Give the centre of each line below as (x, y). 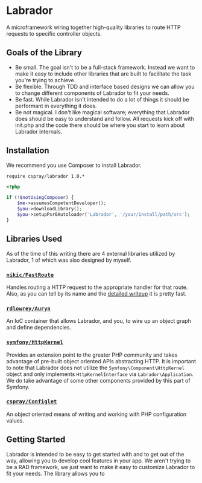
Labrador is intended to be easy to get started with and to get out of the (95, 454)
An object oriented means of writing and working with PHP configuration (96, 414)
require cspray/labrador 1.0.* (46, 176)
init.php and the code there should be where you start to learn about (100, 125)
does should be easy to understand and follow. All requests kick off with (104, 118)
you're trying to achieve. (45, 80)
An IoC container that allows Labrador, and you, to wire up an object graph (99, 321)
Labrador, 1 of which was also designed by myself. (69, 260)
